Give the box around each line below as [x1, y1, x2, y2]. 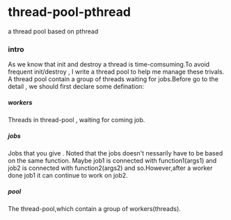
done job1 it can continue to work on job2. [8, 171, 128, 180]
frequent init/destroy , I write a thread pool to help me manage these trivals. [8, 67, 225, 76]
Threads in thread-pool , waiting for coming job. [8, 116, 145, 124]
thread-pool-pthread [8, 4, 132, 20]
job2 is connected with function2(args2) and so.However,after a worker [8, 164, 213, 172]
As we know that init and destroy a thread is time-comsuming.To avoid [8, 60, 210, 69]
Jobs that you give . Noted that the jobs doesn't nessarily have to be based [8, 149, 223, 158]
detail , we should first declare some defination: [8, 83, 145, 91]
